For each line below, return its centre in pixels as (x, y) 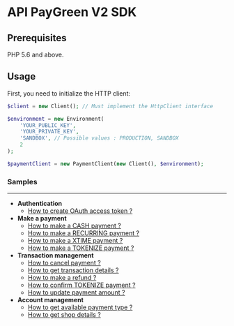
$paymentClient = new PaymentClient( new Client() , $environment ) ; (106, 164)
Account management (50, 300)
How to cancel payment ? (64, 263)
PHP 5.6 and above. (36, 54)
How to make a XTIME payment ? (75, 241)
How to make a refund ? (62, 278)
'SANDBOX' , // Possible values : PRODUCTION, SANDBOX (99, 138)
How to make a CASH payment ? (75, 226)
